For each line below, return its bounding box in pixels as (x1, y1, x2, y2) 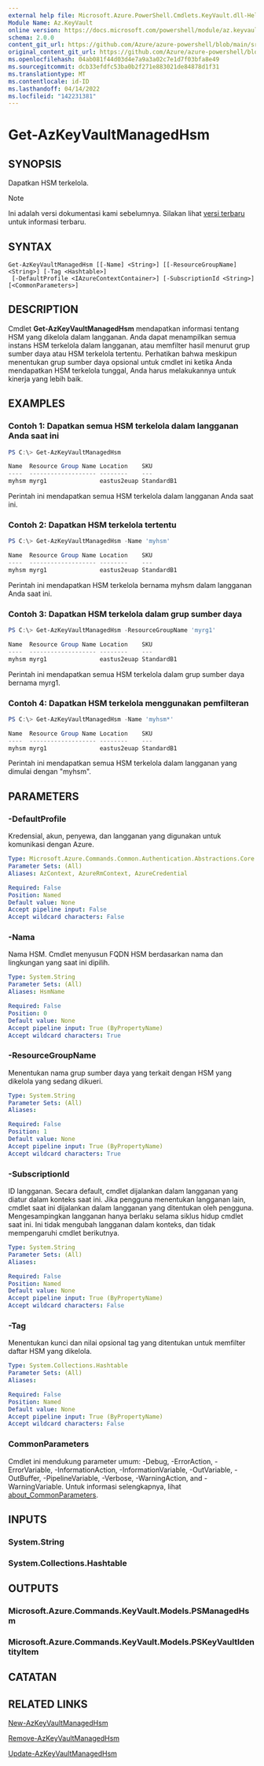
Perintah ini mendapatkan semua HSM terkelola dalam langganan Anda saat (8, 492, 254, 501)
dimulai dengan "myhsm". (8, 767, 92, 776)
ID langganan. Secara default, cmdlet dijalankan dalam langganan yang (8, 1187, 238, 1196)
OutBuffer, (8, 1473, 42, 1482)
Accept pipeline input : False (8, 905, 108, 914)
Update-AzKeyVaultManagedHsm (8, 1749, 118, 1758)
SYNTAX (8, 240, 53, 253)
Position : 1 (8, 1128, 47, 1136)
